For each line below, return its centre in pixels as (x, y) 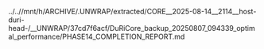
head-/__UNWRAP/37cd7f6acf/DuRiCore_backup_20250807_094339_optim (132, 28)
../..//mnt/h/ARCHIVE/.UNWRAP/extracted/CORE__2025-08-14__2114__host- (132, 11)
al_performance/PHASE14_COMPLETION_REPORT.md (97, 36)
